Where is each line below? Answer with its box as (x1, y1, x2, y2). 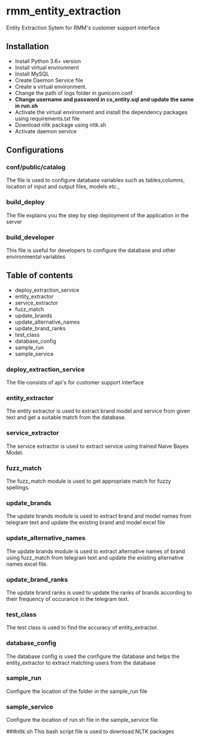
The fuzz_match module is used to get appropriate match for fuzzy (6, 477, 172, 485)
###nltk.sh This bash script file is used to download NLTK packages (6, 728, 175, 735)
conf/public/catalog (6, 163, 66, 172)
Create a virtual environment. (14, 83, 87, 90)
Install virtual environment (14, 64, 79, 71)
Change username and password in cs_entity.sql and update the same (14, 95, 194, 103)
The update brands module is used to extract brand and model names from (6, 512, 192, 520)
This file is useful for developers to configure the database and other (6, 247, 176, 254)
